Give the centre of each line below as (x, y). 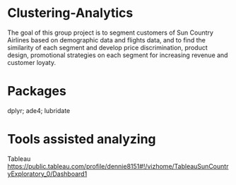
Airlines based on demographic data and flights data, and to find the (107, 40)
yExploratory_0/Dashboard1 (47, 174)
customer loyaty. (32, 62)
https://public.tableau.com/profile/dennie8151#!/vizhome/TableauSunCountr (118, 166)
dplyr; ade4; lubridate (39, 110)
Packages (37, 91)
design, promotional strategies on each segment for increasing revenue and (118, 55)
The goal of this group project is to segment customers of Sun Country (111, 32)
